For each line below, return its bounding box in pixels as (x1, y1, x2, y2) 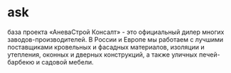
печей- (198, 50, 220, 59)
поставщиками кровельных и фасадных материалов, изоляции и (7, 43, 205, 51)
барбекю (7, 57, 35, 66)
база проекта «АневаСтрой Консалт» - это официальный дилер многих (7, 28, 225, 36)
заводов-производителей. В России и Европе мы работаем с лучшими (7, 35, 224, 43)
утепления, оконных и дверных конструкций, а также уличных (7, 50, 198, 59)
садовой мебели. (41, 57, 94, 66)
